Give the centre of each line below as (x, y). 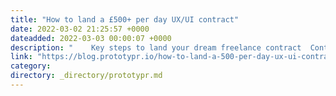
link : (21, 57)
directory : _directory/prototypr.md (86, 76)
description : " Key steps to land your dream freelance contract (156, 47)
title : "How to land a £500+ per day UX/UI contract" (125, 19)
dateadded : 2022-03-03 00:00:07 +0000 (91, 38)
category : (31, 66)
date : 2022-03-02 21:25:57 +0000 (80, 29)
